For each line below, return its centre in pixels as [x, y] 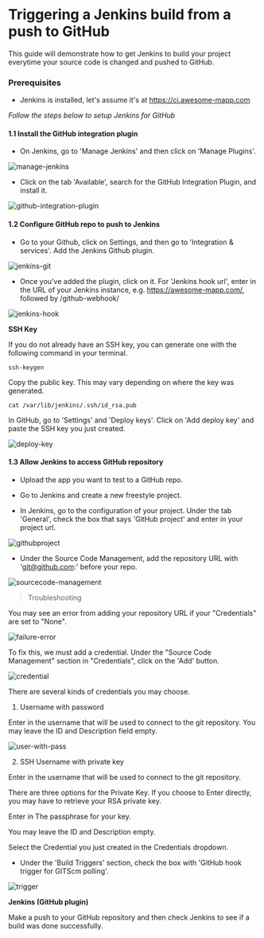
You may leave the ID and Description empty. [82, 831]
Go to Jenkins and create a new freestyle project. [101, 495]
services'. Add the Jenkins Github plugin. [87, 250]
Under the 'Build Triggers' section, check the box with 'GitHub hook [131, 862]
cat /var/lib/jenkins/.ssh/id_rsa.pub [72, 405]
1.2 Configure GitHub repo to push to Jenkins [84, 224]
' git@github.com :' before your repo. [78, 566]
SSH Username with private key [72, 761]
